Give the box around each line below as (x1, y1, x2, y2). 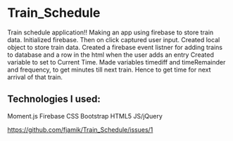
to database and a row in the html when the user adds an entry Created (7, 51, 215, 59)
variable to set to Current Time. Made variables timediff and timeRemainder (7, 58, 226, 66)
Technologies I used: (7, 93, 101, 105)
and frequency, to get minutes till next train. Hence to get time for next (7, 65, 211, 74)
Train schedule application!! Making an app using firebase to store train (7, 28, 214, 36)
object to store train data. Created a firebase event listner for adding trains (7, 43, 223, 51)
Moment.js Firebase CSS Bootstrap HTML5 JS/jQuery (7, 112, 163, 120)
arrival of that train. (7, 72, 63, 81)
